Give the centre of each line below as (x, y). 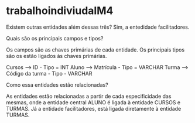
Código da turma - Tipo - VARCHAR (49, 73)
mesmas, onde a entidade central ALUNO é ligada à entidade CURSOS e (93, 102)
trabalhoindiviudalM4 (60, 11)
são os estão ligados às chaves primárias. (57, 56)
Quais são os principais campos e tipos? (55, 38)
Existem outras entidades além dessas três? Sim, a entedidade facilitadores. (98, 27)
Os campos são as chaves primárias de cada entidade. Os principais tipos (95, 49)
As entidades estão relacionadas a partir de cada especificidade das (89, 96)
